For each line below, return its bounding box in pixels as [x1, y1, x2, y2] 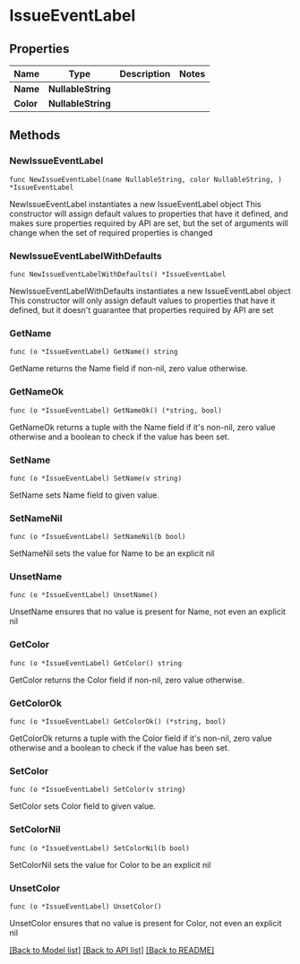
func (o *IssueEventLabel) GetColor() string [9, 658, 182, 668]
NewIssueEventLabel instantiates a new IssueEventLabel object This [9, 198, 261, 209]
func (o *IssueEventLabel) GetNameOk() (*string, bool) [9, 405, 222, 415]
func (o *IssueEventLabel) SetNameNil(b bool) [9, 533, 186, 542]
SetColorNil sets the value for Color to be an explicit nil [9, 859, 211, 870]
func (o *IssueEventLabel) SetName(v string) [9, 473, 182, 482]
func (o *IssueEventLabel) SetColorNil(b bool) [9, 844, 191, 853]
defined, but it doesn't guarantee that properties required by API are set [9, 304, 274, 315]
